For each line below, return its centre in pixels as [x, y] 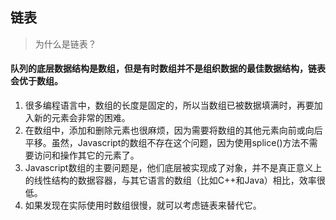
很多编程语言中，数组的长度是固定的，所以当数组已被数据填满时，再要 [169, 105]
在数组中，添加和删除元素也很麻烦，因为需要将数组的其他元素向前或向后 [173, 130]
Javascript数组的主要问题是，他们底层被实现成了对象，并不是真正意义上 [173, 168]
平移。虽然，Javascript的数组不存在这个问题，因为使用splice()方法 [162, 143]
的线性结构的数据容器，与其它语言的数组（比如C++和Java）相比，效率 [170, 180]
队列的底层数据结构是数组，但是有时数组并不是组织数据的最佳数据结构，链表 [168, 69]
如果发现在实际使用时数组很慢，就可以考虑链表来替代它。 [143, 205]
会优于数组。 [36, 81]
